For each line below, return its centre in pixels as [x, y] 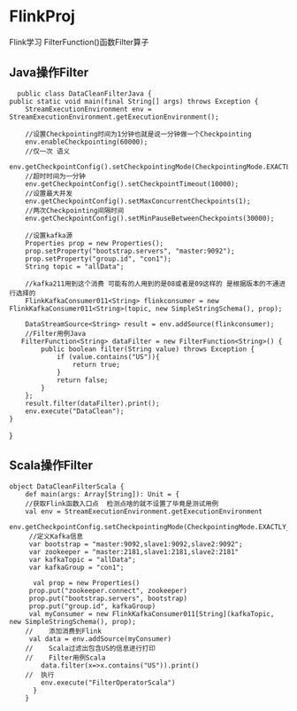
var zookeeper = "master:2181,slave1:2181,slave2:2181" [134, 551]
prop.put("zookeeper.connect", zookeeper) [108, 590]
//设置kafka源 [49, 235]
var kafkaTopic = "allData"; [83, 559]
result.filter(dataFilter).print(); [93, 403]
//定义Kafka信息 [56, 536]
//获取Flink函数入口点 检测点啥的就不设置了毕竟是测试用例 [122, 504]
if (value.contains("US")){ [108, 356]
